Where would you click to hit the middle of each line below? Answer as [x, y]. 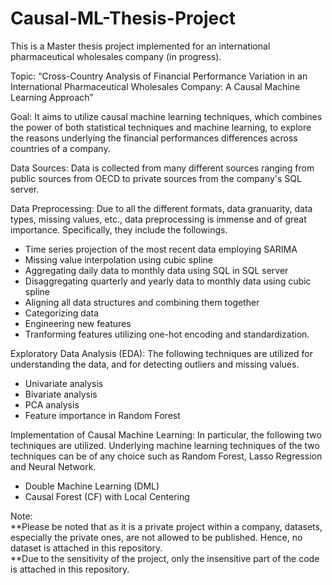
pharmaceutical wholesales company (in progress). [116, 56]
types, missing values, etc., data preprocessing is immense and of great [158, 219]
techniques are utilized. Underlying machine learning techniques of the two [165, 445]
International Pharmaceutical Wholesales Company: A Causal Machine [155, 86]
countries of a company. [60, 148]
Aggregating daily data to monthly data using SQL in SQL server [156, 270]
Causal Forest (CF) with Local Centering [107, 496]
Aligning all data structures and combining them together [142, 302]
